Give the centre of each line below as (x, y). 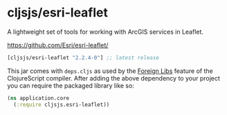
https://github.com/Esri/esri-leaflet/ (58, 45)
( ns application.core (38, 98)
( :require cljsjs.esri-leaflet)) (62, 105)
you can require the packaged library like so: (71, 85)
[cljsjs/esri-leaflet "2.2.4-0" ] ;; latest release (83, 57)
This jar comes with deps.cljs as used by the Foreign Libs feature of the (110, 71)
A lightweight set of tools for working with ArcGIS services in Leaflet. (106, 32)
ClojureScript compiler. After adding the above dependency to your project (113, 78)
